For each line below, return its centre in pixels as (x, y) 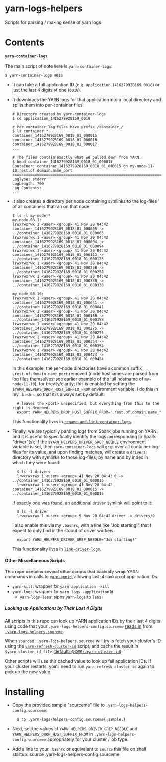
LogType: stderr (29, 179)
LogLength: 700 (28, 184)
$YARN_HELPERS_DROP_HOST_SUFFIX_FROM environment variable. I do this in (85, 389)
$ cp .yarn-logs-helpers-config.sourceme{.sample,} (71, 720)
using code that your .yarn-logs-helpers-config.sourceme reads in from (79, 626)
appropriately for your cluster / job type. (88, 739)
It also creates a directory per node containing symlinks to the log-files (84, 201)
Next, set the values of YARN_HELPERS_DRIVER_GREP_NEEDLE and (75, 729)
